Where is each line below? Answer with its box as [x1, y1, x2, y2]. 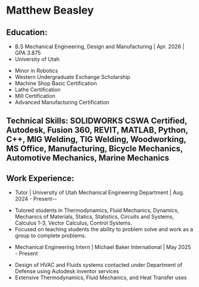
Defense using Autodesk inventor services [14, 268, 119, 275]
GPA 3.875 [14, 49, 41, 56]
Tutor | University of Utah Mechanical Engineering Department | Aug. [14, 189, 185, 196]
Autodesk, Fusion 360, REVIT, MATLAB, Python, [6, 125, 188, 135]
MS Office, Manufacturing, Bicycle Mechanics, [6, 144, 183, 154]
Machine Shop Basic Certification [14, 80, 97, 87]
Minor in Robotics [14, 67, 58, 74]
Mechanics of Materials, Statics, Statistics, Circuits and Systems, [14, 213, 175, 220]
